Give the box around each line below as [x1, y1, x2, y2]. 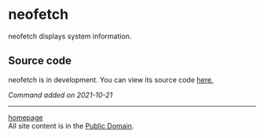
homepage [8, 112, 43, 122]
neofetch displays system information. [8, 31, 132, 41]
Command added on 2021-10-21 [8, 90, 113, 100]
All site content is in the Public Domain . [8, 121, 134, 130]
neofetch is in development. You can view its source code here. [8, 74, 214, 84]
